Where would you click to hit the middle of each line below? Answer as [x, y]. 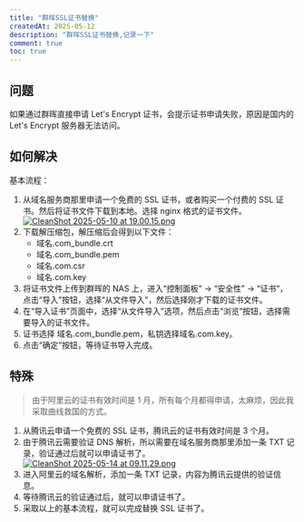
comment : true [36, 43]
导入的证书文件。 [63, 322]
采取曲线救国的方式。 [71, 411]
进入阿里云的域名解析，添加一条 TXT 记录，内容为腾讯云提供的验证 [148, 474]
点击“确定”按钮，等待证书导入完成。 [90, 344]
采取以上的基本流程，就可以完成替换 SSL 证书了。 [116, 507]
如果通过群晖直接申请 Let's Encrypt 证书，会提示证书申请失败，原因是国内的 [152, 113]
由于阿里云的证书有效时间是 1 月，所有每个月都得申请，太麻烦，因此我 [163, 400]
